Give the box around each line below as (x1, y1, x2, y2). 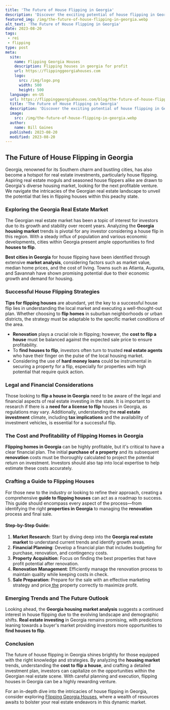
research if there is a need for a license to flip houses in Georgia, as (5, 403, 148, 410)
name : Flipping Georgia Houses (14, 59, 80, 64)
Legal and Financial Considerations (5, 381, 94, 388)
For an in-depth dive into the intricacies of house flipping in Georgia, (5, 688, 148, 694)
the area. (5, 321, 24, 327)
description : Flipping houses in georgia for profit (14, 64, 128, 69)
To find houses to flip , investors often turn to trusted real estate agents (12, 347, 163, 353)
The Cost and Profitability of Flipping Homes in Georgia (5, 432, 144, 439)
